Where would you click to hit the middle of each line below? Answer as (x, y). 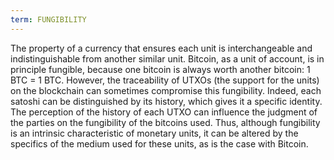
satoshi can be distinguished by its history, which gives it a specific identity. (166, 101)
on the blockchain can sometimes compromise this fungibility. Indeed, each (166, 90)
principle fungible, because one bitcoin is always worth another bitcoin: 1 (160, 69)
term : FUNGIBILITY (48, 19)
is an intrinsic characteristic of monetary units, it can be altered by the (154, 133)
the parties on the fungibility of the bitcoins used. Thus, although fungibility (165, 122)
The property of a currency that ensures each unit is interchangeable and (161, 48)
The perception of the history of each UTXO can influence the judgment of (164, 112)
